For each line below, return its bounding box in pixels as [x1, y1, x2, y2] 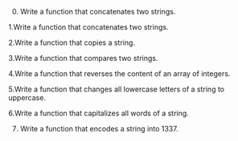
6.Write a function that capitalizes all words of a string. [8, 108, 189, 118]
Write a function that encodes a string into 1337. [19, 124, 178, 133]
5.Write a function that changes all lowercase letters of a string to [8, 84, 225, 94]
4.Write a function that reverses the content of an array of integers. [8, 69, 231, 79]
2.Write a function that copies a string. [8, 38, 135, 47]
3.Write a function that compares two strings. [8, 54, 158, 62]
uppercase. [8, 93, 47, 103]
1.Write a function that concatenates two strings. [8, 22, 169, 31]
